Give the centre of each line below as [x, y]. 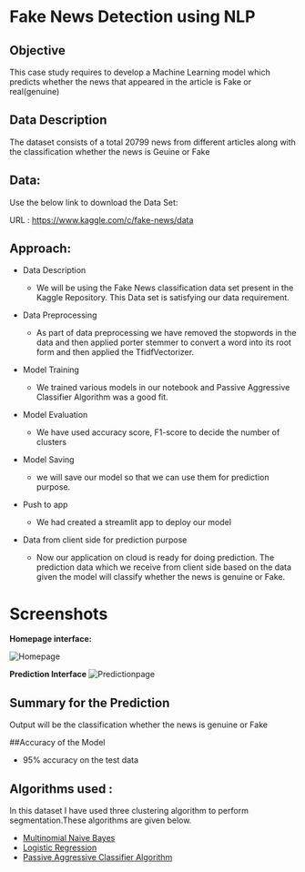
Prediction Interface [48, 674]
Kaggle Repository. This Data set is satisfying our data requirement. [163, 298]
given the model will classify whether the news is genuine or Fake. [160, 577]
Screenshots [59, 614]
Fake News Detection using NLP [132, 17]
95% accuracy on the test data [81, 760]
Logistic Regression [60, 847]
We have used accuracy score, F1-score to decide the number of [158, 432]
